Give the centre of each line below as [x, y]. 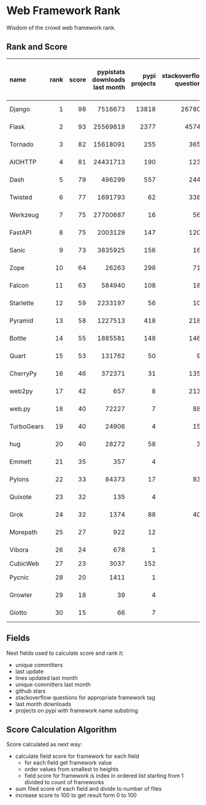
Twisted [21, 197]
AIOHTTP [23, 162]
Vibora [19, 549]
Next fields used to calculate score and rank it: [65, 653]
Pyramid [21, 321]
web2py [21, 391]
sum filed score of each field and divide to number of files [88, 789]
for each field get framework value [68, 763]
